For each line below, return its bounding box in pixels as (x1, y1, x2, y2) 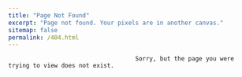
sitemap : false (8, 26, 58, 34)
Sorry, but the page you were (135, 55, 235, 63)
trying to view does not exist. (8, 62, 114, 70)
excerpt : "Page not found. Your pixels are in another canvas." (8, 19, 224, 27)
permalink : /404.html (8, 33, 80, 42)
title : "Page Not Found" (8, 11, 90, 20)
